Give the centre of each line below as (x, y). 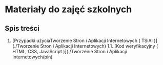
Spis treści (22, 28)
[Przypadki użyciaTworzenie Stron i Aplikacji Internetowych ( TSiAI (83, 40)
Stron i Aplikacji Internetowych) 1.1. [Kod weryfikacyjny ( (99, 46)
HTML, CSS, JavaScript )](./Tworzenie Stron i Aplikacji (69, 51)
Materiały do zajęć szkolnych (68, 9)
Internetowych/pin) (32, 57)
